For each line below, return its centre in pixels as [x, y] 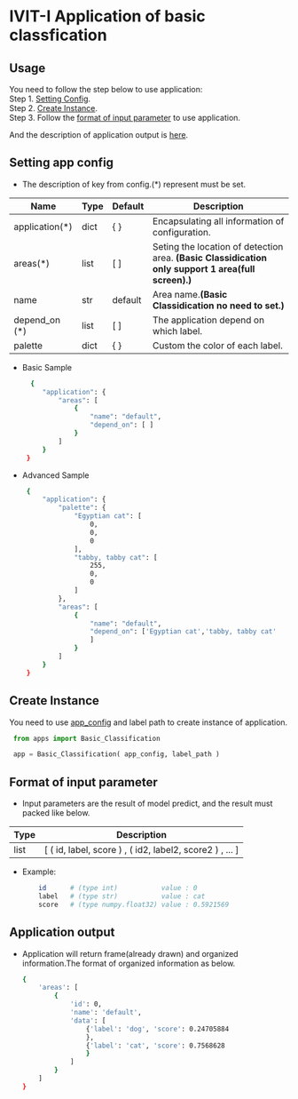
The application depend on [208, 320]
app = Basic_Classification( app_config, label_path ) [116, 754]
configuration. [181, 232]
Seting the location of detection [218, 246]
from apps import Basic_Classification [87, 738]
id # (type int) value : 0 [118, 888]
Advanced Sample [55, 475]
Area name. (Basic [190, 294]
